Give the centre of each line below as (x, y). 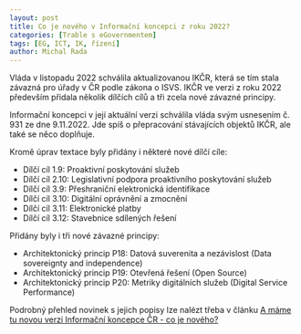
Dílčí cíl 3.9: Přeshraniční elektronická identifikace (116, 189)
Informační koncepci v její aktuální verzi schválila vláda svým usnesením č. (150, 115)
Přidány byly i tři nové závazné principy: (84, 236)
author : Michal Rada (49, 52)
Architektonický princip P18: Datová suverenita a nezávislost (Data (147, 254)
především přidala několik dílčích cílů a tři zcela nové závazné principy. (143, 98)
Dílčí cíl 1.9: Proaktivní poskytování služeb (101, 170)
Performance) (49, 292)
